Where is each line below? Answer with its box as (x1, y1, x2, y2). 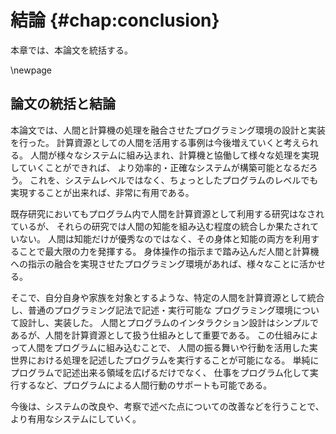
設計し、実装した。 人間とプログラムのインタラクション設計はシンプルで (18, 316, 320, 328)
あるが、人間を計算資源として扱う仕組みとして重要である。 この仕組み (10, 329, 302, 341)
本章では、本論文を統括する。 (10, 44, 133, 56)
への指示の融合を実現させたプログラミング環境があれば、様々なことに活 (10, 257, 308, 270)
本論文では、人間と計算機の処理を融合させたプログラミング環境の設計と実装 (10, 124, 326, 136)
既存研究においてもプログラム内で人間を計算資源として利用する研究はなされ (10, 207, 325, 220)
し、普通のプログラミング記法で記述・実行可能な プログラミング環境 (10, 304, 293, 316)
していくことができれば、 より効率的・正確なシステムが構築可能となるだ (10, 161, 310, 173)
